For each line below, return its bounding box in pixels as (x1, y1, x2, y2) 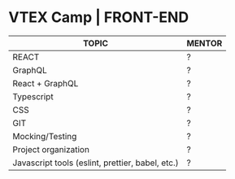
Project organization (12, 143, 89, 155)
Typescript (12, 90, 54, 102)
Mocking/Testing (12, 130, 77, 142)
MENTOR (186, 37, 223, 49)
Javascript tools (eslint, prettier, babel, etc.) (12, 157, 179, 168)
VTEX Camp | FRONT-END (8, 8, 189, 27)
